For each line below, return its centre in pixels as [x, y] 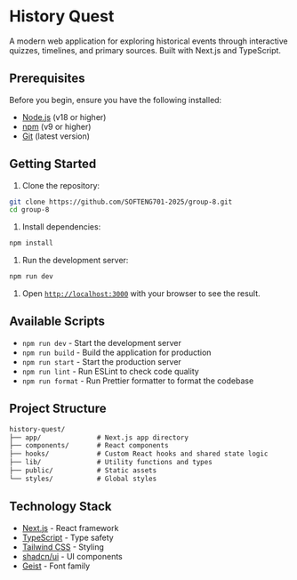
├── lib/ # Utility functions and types [111, 463]
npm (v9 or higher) [56, 126]
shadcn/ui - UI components [72, 556]
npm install [31, 243]
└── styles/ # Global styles [83, 479]
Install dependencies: [61, 227]
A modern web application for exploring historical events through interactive [148, 41]
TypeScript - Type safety [68, 537]
